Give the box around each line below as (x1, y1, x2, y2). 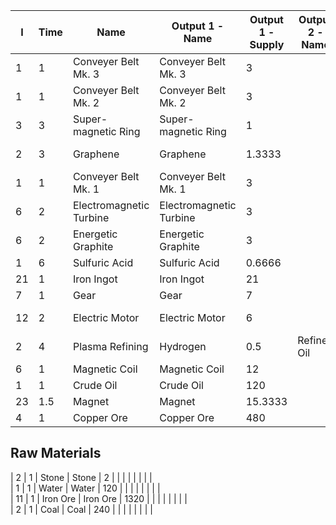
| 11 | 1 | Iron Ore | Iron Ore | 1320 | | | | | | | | (10, 492, 188, 504)
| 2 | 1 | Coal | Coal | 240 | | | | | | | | (10, 503, 153, 515)
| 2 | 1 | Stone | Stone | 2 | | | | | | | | (10, 471, 153, 483)
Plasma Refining (72, 340, 149, 353)
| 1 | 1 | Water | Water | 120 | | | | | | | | (10, 482, 161, 494)
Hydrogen (159, 340, 207, 353)
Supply (249, 38, 285, 51)
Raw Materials (10, 445, 102, 462)
